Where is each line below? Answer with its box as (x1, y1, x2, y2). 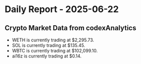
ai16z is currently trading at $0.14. (12, 53, 82, 59)
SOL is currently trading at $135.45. (12, 42, 86, 48)
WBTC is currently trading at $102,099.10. (12, 48, 98, 53)
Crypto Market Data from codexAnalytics (5, 24, 136, 32)
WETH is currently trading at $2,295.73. (12, 37, 94, 43)
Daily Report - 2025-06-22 (5, 4, 119, 15)
